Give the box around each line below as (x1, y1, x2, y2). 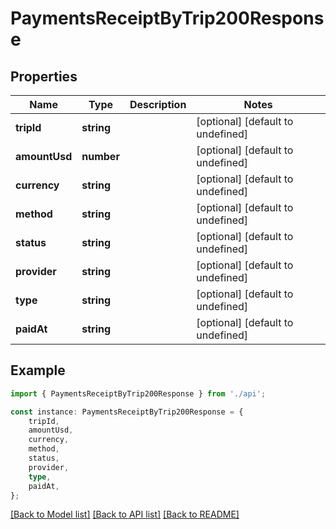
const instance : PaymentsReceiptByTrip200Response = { (10, 407, 244, 417)
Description (129, 98, 187, 111)
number (81, 150, 120, 163)
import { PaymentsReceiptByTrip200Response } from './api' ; (10, 388, 267, 399)
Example (10, 362, 66, 379)
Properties (10, 68, 78, 85)
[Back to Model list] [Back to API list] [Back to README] (10, 508, 240, 521)
